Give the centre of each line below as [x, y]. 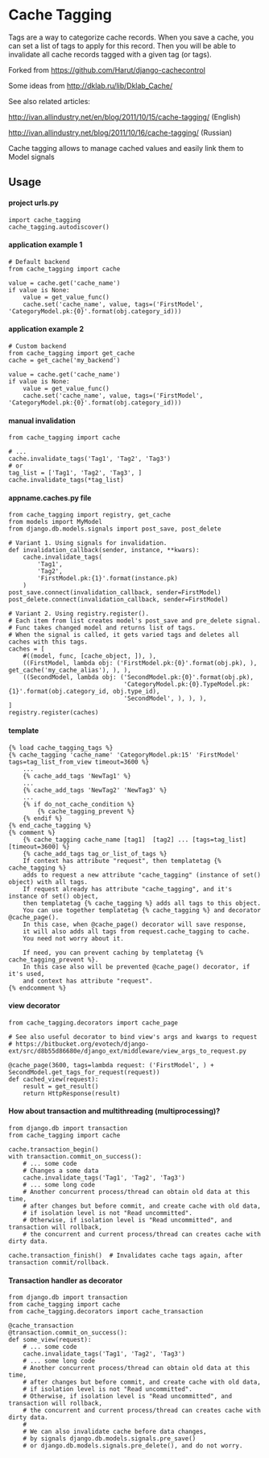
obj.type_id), [136, 692]
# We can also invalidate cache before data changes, [115, 1432]
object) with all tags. [48, 882]
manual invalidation [42, 421]
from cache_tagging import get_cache [72, 353]
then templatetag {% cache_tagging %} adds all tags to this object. [142, 903]
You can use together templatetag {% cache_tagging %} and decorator [142, 910]
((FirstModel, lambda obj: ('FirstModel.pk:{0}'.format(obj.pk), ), [140, 664]
